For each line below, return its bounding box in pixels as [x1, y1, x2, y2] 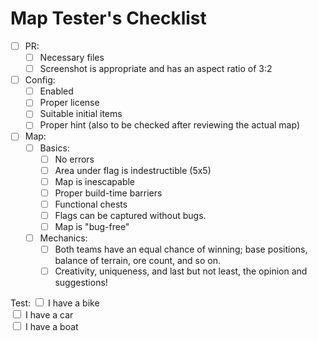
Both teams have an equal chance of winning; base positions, [54, 243, 308, 256]
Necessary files [39, 52, 105, 63]
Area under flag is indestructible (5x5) [54, 164, 212, 176]
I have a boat [24, 321, 79, 333]
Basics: [39, 142, 70, 154]
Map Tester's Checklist [10, 7, 207, 30]
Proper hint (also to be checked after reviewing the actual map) [39, 119, 300, 131]
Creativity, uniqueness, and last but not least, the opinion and [54, 265, 308, 277]
